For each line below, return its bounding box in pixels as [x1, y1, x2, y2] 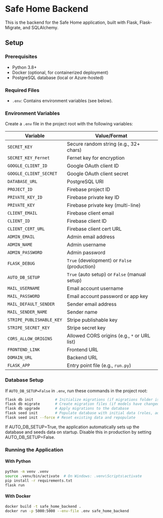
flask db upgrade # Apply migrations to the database [5, 406, 130, 411]
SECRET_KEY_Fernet [7, 155, 50, 161]
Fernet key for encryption [67, 154, 125, 161]
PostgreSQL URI [67, 178, 104, 185]
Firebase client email [67, 210, 114, 217]
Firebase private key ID [67, 194, 120, 201]
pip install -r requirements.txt [5, 478, 73, 483]
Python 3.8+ [12, 64, 37, 70]
